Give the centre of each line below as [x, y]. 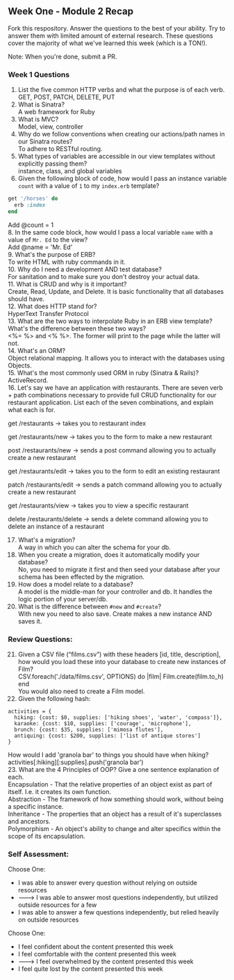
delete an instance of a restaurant [56, 526]
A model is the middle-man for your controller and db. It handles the [115, 592]
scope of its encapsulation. [47, 836]
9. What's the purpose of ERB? [52, 254]
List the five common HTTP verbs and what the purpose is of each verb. [121, 90]
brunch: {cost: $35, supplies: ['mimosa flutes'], [89, 730]
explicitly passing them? [52, 164]
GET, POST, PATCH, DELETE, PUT [66, 97]
